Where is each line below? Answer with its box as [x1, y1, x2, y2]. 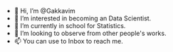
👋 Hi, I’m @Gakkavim [14, 7, 76, 15]
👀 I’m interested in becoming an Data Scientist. [14, 14, 152, 22]
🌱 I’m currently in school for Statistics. [14, 22, 126, 30]
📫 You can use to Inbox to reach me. [14, 37, 123, 45]
